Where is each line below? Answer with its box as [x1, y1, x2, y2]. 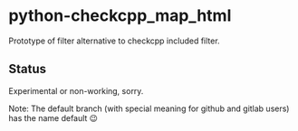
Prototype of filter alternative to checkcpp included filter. [8, 35, 220, 46]
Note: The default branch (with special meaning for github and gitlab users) [8, 103, 290, 114]
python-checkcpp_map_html [8, 5, 232, 26]
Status [8, 61, 47, 77]
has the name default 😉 [8, 112, 99, 123]
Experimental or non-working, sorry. [8, 85, 144, 96]
